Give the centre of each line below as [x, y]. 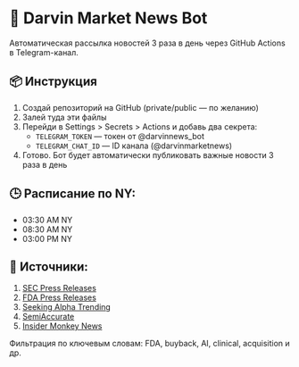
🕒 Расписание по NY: [73, 194]
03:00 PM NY [47, 238]
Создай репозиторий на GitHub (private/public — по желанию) [140, 107]
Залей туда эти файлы [64, 117]
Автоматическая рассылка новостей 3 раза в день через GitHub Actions [147, 43]
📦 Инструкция [54, 82]
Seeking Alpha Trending [66, 307]
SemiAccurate [48, 317]
